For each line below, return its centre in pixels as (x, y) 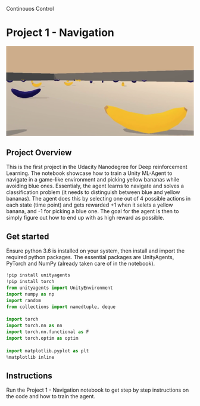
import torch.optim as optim (42, 338)
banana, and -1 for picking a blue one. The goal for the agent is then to (93, 211)
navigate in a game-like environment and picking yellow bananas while (93, 180)
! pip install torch (30, 282)
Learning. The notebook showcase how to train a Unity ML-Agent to (89, 173)
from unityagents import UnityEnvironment (60, 288)
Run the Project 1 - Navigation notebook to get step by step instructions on (98, 390)
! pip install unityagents (38, 275)
